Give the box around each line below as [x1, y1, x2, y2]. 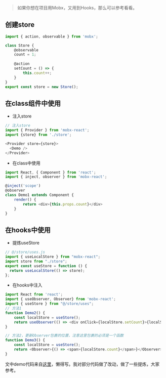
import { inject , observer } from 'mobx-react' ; [5, 174, 107, 179]
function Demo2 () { [5, 310, 45, 315]
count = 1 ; [14, 52, 37, 57]
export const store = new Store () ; [5, 84, 79, 89]
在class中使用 [12, 160, 41, 166]
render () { [14, 197, 37, 202]
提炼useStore [12, 240, 40, 246]
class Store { [5, 43, 35, 48]
